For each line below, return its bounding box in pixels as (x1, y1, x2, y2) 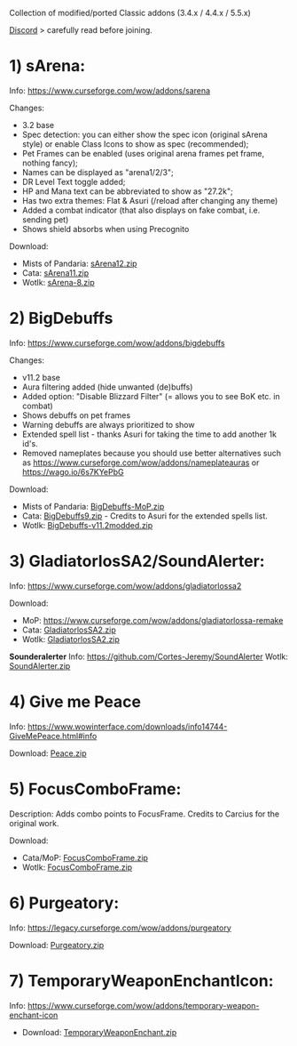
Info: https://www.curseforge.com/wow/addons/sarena (9, 84, 211, 96)
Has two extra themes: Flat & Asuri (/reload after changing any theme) (21, 195, 278, 205)
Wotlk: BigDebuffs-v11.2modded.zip (21, 519, 153, 530)
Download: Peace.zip (9, 747, 87, 759)
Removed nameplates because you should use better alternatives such (21, 447, 282, 458)
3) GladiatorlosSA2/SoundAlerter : (9, 551, 265, 572)
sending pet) (21, 213, 69, 225)
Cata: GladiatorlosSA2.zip (21, 624, 117, 635)
